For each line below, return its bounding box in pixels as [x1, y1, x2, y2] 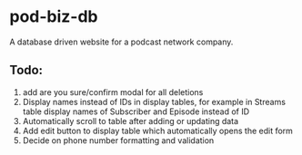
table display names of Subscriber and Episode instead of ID [22, 106, 250, 117]
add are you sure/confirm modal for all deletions [22, 86, 204, 97]
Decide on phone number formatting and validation [22, 134, 215, 146]
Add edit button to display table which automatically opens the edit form [22, 125, 294, 136]
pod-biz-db [9, 6, 98, 27]
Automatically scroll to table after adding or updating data [22, 115, 239, 126]
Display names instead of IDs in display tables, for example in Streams [22, 96, 287, 107]
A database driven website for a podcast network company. [9, 36, 234, 47]
